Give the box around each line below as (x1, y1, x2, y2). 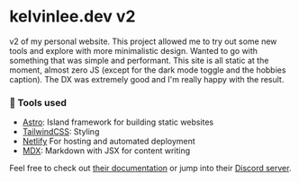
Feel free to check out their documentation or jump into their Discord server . (9, 163, 292, 174)
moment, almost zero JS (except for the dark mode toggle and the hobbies (9, 65, 286, 75)
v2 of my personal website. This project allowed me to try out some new (9, 36, 277, 47)
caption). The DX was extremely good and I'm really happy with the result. (9, 74, 285, 84)
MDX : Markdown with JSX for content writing (22, 145, 191, 156)
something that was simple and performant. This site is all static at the (9, 55, 269, 65)
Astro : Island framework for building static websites (22, 117, 214, 127)
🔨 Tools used (9, 96, 68, 108)
